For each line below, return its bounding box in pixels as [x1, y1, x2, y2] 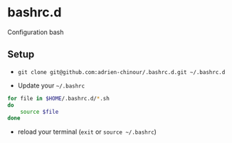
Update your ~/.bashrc [17, 81, 85, 90]
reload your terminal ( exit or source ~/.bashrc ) [17, 127, 157, 136]
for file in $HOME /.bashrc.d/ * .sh [7, 95, 110, 102]
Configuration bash [7, 28, 64, 36]
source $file [20, 108, 59, 115]
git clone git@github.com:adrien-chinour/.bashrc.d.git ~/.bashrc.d [17, 68, 226, 75]
